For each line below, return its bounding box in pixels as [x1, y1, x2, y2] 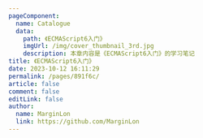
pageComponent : [8, 11, 60, 20]
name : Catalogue [15, 19, 71, 28]
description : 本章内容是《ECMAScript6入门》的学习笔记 [23, 50, 195, 58]
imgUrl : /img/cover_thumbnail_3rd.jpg [23, 42, 154, 50]
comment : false [8, 87, 60, 96]
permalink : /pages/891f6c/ [8, 72, 100, 80]
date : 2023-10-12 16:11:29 [8, 65, 100, 73]
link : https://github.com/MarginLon [15, 118, 140, 126]
